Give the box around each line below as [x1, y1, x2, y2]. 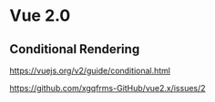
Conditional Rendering [9, 42, 140, 57]
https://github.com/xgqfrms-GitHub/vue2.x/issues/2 [9, 83, 207, 93]
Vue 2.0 [9, 5, 71, 26]
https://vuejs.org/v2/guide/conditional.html [9, 65, 171, 76]
